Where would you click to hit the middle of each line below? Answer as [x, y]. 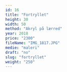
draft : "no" [18, 52]
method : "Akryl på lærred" [34, 29]
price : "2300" [20, 39]
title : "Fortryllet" [27, 15]
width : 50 [16, 24]
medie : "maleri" [22, 48]
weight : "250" [20, 62]
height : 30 [17, 19]
